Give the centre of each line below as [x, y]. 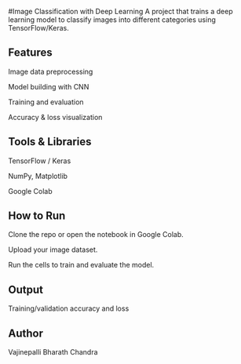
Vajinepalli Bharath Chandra [53, 352]
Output [26, 289]
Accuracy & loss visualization [55, 117]
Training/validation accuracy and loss [69, 308]
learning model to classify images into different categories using [112, 20]
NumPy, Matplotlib [38, 176]
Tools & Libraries [50, 142]
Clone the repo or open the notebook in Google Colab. [96, 235]
